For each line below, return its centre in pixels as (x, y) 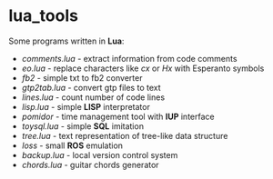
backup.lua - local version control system (100, 154)
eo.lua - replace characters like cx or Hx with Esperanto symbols (143, 68)
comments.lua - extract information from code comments (129, 58)
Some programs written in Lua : (66, 41)
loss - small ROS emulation (72, 145)
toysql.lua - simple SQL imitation (83, 126)
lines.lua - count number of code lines (93, 97)
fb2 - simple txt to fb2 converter (82, 77)
